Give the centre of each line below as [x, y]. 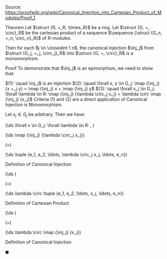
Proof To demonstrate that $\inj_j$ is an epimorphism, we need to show [79, 68]
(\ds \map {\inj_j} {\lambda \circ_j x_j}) [45, 135]
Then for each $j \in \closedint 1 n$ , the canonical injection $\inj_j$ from [79, 48]
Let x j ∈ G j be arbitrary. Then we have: [45, 115]
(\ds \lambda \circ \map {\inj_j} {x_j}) [43, 232]
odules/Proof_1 [20, 18]
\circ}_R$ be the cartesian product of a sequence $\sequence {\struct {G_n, [83, 33]
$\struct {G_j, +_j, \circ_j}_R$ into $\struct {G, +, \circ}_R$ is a [69, 53]
